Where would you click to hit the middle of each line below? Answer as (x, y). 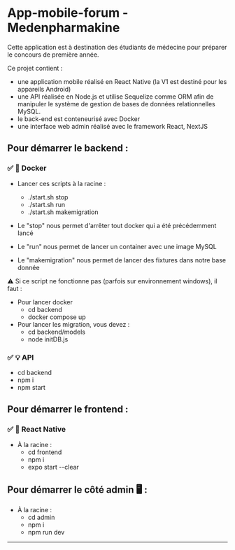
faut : (15, 288)
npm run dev (46, 533)
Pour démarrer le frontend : (68, 410)
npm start (31, 387)
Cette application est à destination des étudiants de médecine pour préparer (117, 47)
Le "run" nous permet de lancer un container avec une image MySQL (117, 246)
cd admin (41, 517)
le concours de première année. (53, 55)
